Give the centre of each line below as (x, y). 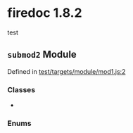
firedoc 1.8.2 (45, 13)
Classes (21, 89)
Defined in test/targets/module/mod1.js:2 (66, 71)
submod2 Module (42, 55)
